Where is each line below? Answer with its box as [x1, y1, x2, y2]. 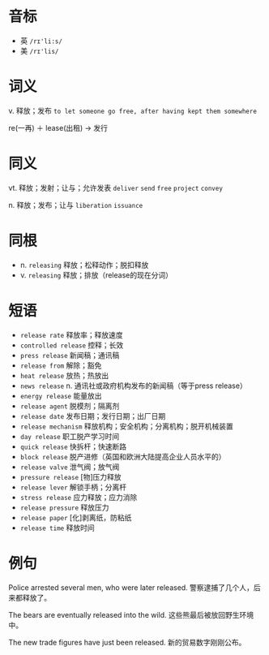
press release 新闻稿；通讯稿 [19, 350, 120, 360]
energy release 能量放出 [19, 390, 102, 400]
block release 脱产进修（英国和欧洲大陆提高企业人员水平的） [19, 451, 226, 461]
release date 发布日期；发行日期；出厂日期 [19, 411, 166, 420]
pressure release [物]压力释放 [19, 472, 122, 481]
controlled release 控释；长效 [19, 340, 124, 350]
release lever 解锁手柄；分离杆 [19, 482, 127, 492]
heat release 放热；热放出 [19, 370, 109, 380]
